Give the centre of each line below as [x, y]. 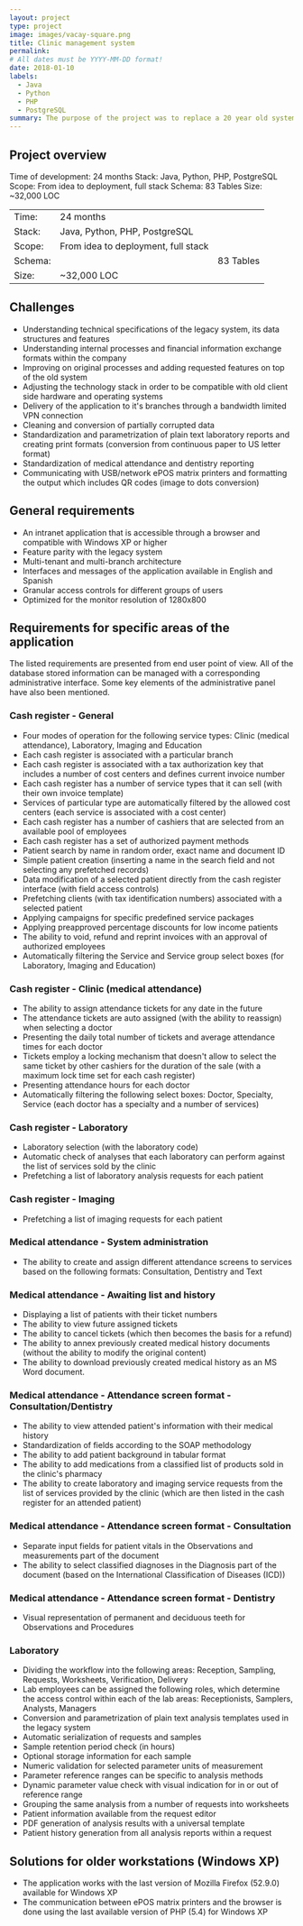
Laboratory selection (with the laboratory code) [110, 1147]
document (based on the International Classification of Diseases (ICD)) [154, 1574]
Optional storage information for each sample [107, 1756]
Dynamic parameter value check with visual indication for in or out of [151, 1785]
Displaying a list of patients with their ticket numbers [120, 1315]
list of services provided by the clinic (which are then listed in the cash [153, 1493]
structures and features [66, 338]
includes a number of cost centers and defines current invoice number [154, 774]
